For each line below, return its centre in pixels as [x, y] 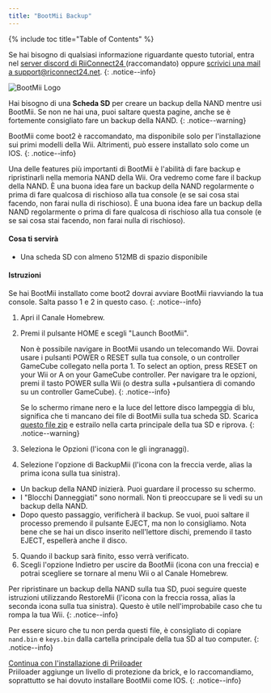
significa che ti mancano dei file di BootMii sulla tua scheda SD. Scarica [139, 416]
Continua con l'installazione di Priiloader [76, 663]
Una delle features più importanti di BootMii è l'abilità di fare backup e [125, 169]
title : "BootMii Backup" [50, 16]
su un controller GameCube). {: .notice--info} [95, 392]
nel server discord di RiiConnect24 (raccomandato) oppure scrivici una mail [135, 63]
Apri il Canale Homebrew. [62, 318]
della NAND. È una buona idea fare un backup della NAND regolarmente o [131, 186]
